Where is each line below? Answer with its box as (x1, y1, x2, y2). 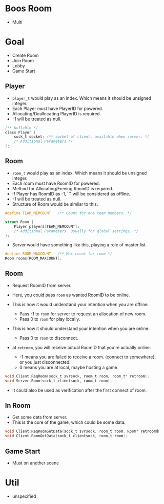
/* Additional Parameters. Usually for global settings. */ (14, 228, 139, 234)
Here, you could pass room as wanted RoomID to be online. (12, 292, 130, 298)
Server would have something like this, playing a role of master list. (12, 242, 147, 248)
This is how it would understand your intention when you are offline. (12, 301, 149, 307)
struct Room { (5, 219, 34, 224)
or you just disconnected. (19, 359, 71, 365)
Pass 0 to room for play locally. (19, 316, 80, 322)
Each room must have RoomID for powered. (12, 180, 100, 186)
